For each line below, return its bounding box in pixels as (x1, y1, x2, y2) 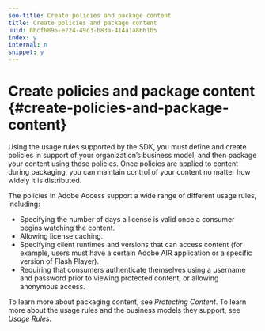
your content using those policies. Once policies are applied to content (8, 159, 239, 168)
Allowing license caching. (19, 231, 104, 241)
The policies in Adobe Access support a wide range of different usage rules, (8, 190, 257, 200)
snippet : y (8, 48, 44, 56)
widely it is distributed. (8, 175, 82, 185)
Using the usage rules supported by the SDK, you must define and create (8, 141, 247, 151)
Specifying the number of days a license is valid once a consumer (19, 214, 235, 224)
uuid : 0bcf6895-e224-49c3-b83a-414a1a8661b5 (8, 26, 157, 34)
